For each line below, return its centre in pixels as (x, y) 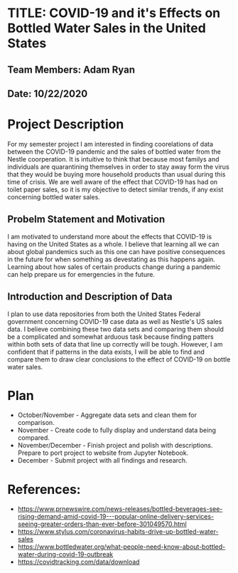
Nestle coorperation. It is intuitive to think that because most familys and (113, 159)
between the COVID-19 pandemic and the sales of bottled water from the (114, 152)
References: (44, 489)
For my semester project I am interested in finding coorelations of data (110, 144)
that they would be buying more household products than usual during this (117, 174)
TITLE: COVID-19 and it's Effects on (114, 13)
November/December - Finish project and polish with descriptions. (115, 446)
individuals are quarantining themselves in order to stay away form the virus (118, 167)
